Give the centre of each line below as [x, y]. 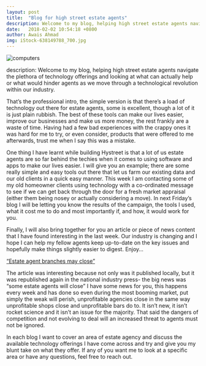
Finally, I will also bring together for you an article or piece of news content [101, 230]
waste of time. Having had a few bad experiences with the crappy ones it [99, 127]
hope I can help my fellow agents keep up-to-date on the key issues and [98, 243]
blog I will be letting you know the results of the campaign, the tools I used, [101, 204]
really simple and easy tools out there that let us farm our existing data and [101, 172]
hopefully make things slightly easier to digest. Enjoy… [75, 249]
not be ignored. [26, 325]
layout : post [23, 12]
